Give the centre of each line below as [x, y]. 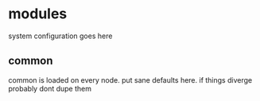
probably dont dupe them [50, 88]
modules [38, 14]
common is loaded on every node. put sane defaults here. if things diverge [130, 80]
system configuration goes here [60, 36]
